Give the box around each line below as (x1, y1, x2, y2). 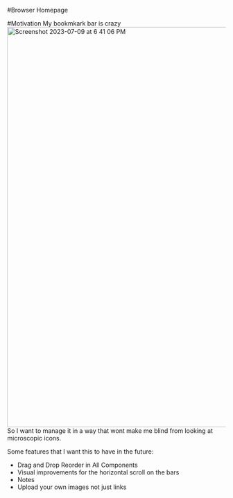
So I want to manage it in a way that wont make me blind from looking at (7, 427, 214, 435)
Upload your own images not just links (17, 483, 127, 491)
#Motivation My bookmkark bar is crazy (7, 19, 121, 27)
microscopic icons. (7, 434, 62, 442)
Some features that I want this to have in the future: (7, 447, 154, 456)
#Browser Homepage (7, 6, 68, 14)
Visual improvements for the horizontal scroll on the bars (17, 468, 180, 477)
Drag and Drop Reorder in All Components (17, 461, 138, 469)
